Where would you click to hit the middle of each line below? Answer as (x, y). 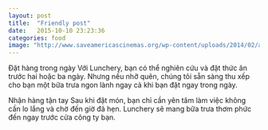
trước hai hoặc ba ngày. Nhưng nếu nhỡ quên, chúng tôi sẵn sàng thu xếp (129, 77)
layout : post (30, 16)
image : (19, 45)
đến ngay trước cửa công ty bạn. (62, 117)
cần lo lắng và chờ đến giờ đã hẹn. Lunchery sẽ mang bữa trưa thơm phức (130, 109)
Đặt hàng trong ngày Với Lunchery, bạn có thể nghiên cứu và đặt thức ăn (128, 68)
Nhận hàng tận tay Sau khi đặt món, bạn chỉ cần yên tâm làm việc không (127, 100)
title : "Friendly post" (49, 23)
